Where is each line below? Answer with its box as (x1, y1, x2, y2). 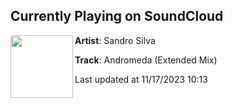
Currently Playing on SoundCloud (10, 8, 224, 25)
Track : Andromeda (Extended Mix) (74, 54, 218, 66)
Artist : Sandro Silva (74, 34, 156, 46)
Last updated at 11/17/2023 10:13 (74, 73, 208, 85)
